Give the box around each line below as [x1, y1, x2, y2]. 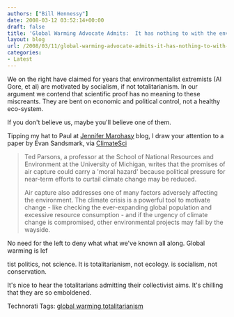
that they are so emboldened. [7, 288, 92, 297]
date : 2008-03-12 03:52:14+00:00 [7, 17, 104, 24]
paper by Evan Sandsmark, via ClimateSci [7, 139, 127, 147]
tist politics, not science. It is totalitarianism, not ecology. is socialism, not [7, 260, 218, 268]
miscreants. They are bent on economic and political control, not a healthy [7, 97, 221, 105]
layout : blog [7, 36, 45, 43]
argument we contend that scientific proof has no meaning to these [7, 89, 201, 98]
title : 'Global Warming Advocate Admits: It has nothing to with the [7, 29, 217, 37]
